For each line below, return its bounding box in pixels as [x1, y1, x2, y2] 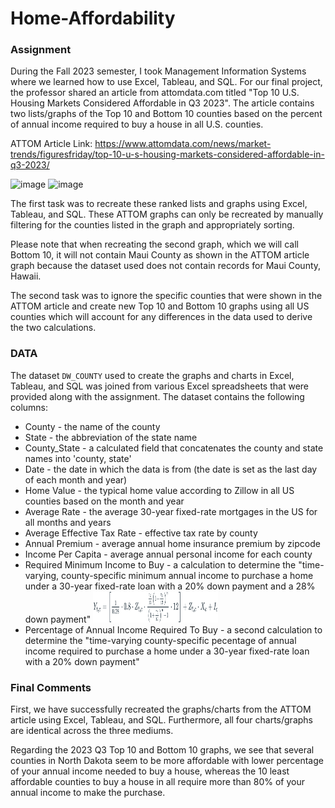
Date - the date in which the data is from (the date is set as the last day [24, 463, 318, 475]
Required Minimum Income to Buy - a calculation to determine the [24, 558, 297, 571]
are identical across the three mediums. [10, 725, 174, 737]
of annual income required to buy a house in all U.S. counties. [10, 118, 264, 131]
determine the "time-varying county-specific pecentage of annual [24, 634, 297, 646]
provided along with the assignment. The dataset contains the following [10, 390, 305, 402]
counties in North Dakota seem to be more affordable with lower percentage [10, 755, 324, 767]
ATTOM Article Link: [10, 138, 93, 150]
